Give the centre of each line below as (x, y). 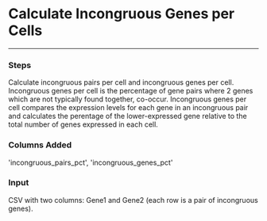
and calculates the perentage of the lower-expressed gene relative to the (128, 116)
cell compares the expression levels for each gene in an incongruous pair (128, 108)
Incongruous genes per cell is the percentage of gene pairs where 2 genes (131, 91)
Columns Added (40, 145)
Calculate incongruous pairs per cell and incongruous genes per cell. (121, 82)
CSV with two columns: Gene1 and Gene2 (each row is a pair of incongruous (133, 200)
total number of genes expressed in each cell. (83, 124)
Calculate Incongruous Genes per (122, 14)
